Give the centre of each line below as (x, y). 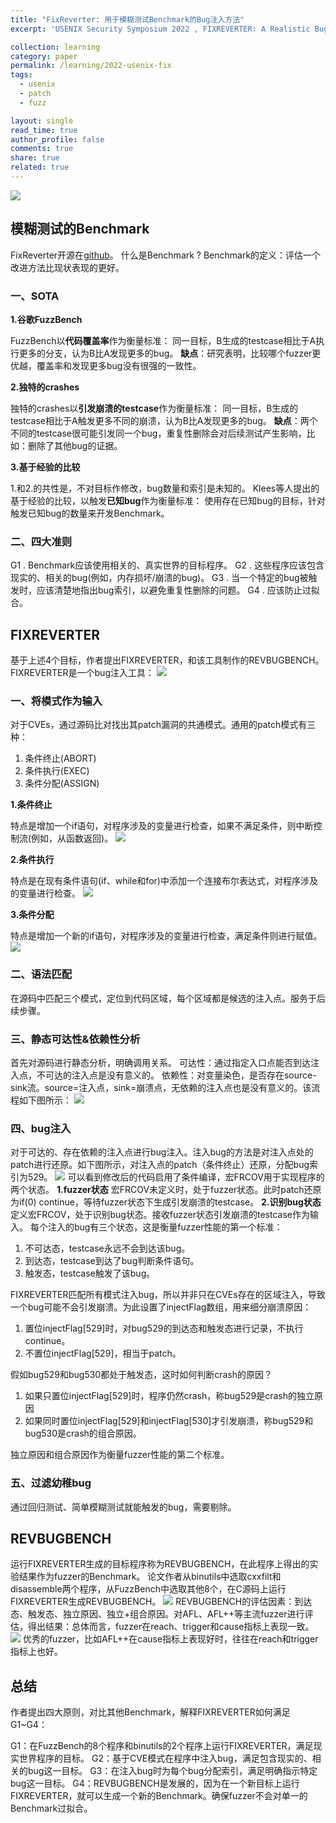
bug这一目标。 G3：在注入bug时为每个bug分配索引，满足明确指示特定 (172, 1771)
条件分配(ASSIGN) (62, 783)
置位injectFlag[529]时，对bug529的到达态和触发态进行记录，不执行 (164, 1328)
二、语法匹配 (41, 974)
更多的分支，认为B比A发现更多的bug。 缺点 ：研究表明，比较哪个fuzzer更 (170, 353)
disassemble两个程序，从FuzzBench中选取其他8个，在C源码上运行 (148, 1589)
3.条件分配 (32, 915)
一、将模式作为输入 (56, 701)
